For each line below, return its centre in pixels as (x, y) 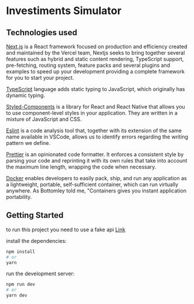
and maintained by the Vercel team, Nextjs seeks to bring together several (96, 53)
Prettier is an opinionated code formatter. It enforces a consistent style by (95, 154)
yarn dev (17, 295)
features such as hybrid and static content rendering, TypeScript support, (95, 59)
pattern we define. (28, 143)
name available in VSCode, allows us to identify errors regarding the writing (97, 137)
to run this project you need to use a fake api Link (66, 229)
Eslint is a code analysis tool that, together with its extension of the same (94, 131)
